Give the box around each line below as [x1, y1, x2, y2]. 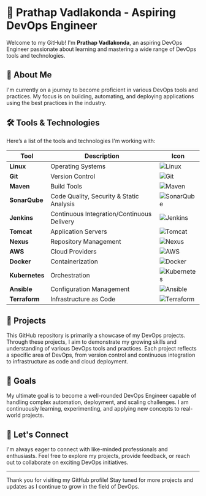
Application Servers [50, 227, 107, 236]
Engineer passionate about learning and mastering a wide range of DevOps [6, 45, 197, 53]
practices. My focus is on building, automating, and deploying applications [6, 92, 194, 100]
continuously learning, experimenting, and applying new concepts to [6, 405, 180, 413]
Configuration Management [50, 285, 130, 293]
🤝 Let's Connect [6, 429, 69, 440]
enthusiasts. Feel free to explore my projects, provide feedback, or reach [6, 452, 190, 459]
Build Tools [50, 182, 83, 190]
